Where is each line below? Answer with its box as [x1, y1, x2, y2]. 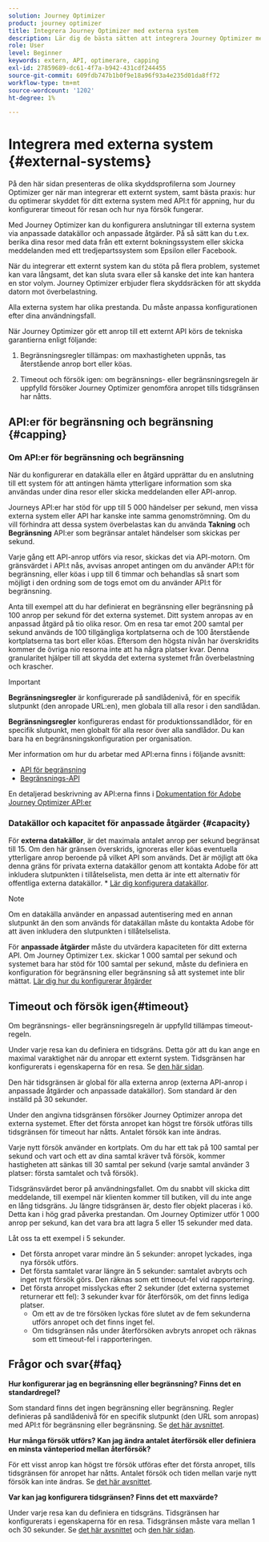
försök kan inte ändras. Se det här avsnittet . [8, 1476, 153, 1486]
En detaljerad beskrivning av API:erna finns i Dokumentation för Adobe [8, 788, 242, 799]
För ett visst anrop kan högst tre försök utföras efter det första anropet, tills [8, 1459, 256, 1469]
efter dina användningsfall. [8, 311, 96, 321]
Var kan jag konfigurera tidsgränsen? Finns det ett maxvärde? [8, 1492, 219, 1502]
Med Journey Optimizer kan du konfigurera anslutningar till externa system [8, 220, 256, 230]
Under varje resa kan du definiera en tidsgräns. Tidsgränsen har [8, 1507, 220, 1517]
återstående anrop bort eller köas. [19, 359, 133, 369]
